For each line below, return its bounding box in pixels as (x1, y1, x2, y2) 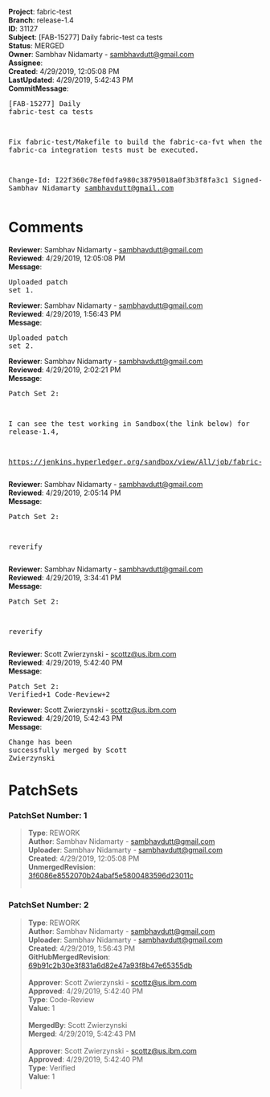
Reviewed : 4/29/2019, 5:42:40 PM (8, 657, 123, 667)
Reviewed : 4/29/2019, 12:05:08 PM (8, 253, 126, 263)
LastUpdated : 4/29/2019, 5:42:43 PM (8, 76, 134, 84)
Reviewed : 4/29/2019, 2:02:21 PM (8, 365, 121, 375)
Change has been (8, 737, 72, 747)
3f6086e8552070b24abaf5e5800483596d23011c (27, 871, 194, 881)
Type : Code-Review (27, 994, 95, 1004)
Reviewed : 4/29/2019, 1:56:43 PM (8, 309, 121, 318)
